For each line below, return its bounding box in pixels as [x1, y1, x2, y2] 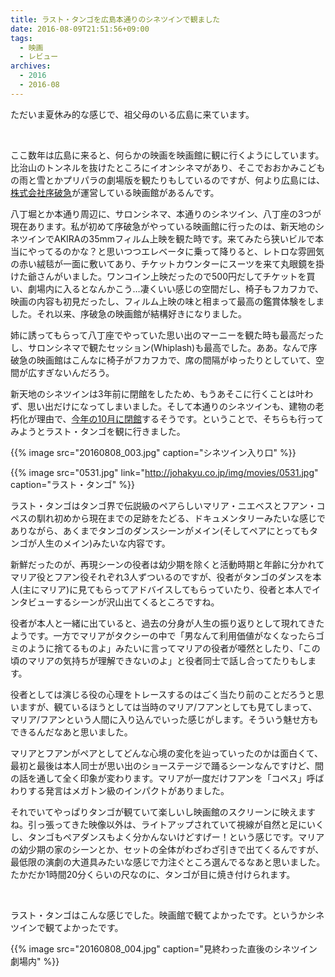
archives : [10, 61, 52, 71]
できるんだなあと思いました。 [10, 726, 133, 738]
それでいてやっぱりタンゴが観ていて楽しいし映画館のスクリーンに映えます [10, 806, 317, 818]
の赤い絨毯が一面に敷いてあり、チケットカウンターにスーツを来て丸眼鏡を [10, 257, 317, 270]
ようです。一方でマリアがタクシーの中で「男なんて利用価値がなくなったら [10, 629, 316, 641]
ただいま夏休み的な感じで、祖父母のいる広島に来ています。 [10, 108, 255, 120]
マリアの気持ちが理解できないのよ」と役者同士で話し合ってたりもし [27, 654, 308, 666]
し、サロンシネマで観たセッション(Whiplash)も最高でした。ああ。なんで [10, 341, 309, 353]
